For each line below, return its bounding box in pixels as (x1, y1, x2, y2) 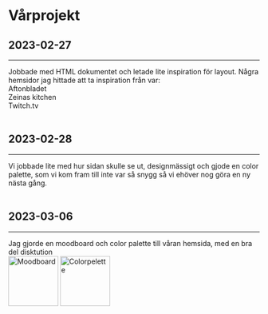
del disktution (8, 247, 53, 256)
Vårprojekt (8, 6, 81, 25)
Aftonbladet (8, 84, 47, 93)
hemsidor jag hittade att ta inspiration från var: (8, 75, 161, 85)
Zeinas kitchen (8, 93, 57, 101)
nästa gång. (8, 178, 48, 188)
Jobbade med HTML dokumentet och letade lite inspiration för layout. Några (8, 67, 259, 76)
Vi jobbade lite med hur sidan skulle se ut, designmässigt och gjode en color (8, 161, 259, 170)
